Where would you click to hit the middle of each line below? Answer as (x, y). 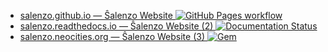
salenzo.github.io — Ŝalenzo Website (96, 15)
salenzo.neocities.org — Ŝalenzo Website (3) (112, 36)
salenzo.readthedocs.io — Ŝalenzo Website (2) (116, 26)
